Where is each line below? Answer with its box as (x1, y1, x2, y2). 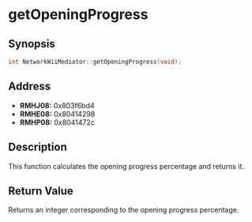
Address (8, 80, 51, 93)
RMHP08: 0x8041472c (19, 117, 95, 127)
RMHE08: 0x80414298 (19, 109, 96, 119)
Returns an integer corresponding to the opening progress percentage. (8, 205, 239, 215)
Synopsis (8, 37, 55, 51)
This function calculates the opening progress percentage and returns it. (8, 161, 245, 171)
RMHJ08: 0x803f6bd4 (19, 100, 95, 110)
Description (8, 141, 67, 154)
